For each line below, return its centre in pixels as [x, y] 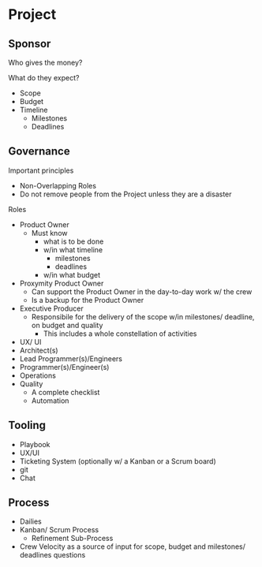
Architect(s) [39, 350]
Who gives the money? [45, 62]
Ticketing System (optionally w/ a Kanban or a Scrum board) [118, 461]
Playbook [35, 444]
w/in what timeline [73, 249]
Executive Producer [52, 308]
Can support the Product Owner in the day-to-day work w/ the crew [142, 291]
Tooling [27, 425]
